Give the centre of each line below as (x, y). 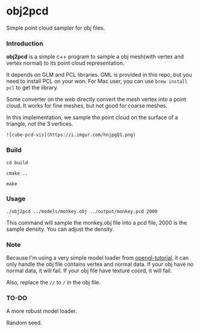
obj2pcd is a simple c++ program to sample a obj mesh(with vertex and (95, 57)
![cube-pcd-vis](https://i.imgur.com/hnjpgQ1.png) (71, 135)
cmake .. (17, 173)
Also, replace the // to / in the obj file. (54, 283)
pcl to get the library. (32, 88)
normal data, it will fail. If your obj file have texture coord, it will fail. (89, 271)
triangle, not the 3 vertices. (40, 124)
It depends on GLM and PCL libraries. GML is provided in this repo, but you (99, 75)
